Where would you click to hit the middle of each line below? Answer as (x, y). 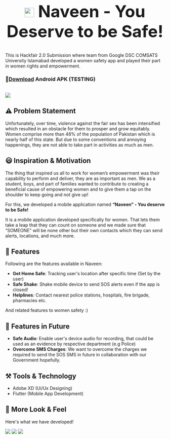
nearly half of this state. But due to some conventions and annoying (76, 139)
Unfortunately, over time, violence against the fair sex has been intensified (83, 123)
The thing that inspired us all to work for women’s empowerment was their (82, 173)
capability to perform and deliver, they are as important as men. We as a (80, 178)
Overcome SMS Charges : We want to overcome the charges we (80, 349)
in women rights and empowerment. (43, 66)
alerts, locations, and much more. (40, 236)
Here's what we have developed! (39, 422)
